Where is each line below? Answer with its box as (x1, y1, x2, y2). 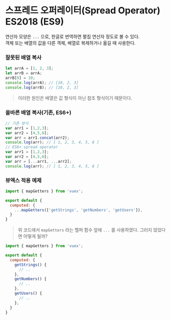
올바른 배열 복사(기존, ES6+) (5, 109, 71, 116)
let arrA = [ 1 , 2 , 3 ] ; (5, 66, 54, 71)
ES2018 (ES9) (5, 16, 64, 28)
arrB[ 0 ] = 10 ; (5, 75, 36, 80)
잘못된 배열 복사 (5, 54, 42, 61)
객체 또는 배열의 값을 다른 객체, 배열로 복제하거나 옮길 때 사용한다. (5, 39, 136, 46)
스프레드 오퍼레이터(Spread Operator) (5, 5, 161, 16)
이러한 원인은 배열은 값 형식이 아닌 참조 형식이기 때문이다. (17, 95, 133, 101)
